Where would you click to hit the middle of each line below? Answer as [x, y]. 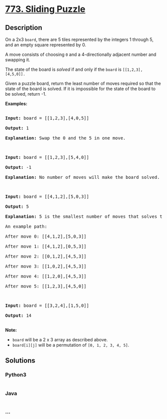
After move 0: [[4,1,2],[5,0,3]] [46, 236]
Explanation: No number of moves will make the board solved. [83, 177]
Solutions [20, 360]
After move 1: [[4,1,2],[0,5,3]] [46, 246]
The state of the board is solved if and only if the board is [63, 69]
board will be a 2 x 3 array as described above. [60, 340]
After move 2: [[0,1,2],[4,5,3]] [46, 256]
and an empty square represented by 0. [46, 45]
